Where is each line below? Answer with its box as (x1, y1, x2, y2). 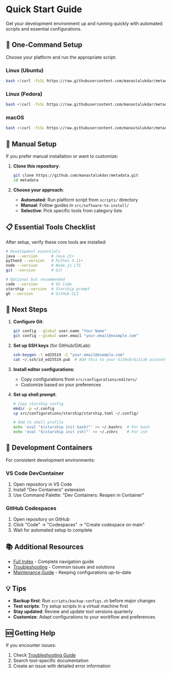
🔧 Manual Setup (6, 139, 57, 148)
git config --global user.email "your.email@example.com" (13, 333, 139, 339)
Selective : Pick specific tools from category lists (20, 207, 122, 213)
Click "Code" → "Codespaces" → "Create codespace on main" (13, 522, 145, 528)
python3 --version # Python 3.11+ (6, 258, 83, 263)
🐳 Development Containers (6, 443, 93, 452)
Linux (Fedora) (6, 90, 43, 97)
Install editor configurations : (13, 366, 75, 372)
